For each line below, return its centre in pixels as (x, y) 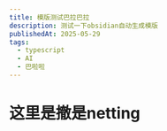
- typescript (41, 50)
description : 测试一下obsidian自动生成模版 (84, 26)
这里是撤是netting (75, 114)
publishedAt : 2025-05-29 (55, 34)
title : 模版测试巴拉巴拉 (49, 17)
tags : (19, 42)
